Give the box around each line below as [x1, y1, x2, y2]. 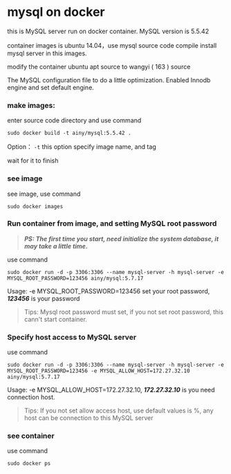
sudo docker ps [7, 460, 51, 467]
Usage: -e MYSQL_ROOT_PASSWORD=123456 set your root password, [7, 286, 210, 295]
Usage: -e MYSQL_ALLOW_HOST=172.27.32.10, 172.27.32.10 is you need [7, 385, 216, 394]
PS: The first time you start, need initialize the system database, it [24, 235, 219, 243]
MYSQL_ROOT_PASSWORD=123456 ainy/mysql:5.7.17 [7, 275, 144, 282]
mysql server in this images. [7, 49, 88, 57]
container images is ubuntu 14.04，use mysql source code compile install [7, 41, 217, 49]
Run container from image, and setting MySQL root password [7, 219, 217, 228]
